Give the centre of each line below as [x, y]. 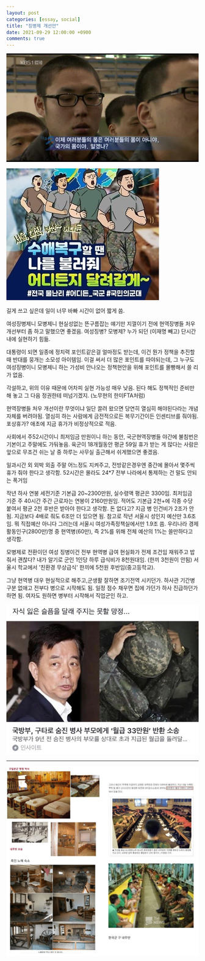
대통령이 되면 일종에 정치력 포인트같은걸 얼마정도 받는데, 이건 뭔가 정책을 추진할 [101, 352]
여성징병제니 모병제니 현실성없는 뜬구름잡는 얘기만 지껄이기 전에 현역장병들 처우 [101, 323]
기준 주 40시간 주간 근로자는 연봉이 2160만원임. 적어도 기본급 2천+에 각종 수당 [100, 500]
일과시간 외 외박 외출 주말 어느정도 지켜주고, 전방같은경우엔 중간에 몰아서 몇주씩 [101, 465]
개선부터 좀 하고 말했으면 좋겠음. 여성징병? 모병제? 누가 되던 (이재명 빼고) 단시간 [101, 331]
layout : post [23, 13]
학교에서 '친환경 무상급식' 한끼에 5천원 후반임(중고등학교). [86, 567]
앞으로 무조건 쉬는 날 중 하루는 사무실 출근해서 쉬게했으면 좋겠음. [83, 451]
